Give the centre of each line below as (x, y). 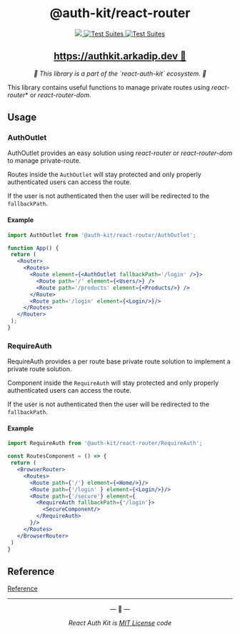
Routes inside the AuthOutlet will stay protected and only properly (104, 175)
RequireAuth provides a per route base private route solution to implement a (119, 361)
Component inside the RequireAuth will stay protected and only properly (113, 383)
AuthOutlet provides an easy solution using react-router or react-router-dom (120, 153)
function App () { (33, 248)
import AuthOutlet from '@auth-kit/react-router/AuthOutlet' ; (102, 235)
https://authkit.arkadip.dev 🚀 (120, 56)
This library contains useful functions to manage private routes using (109, 87)
